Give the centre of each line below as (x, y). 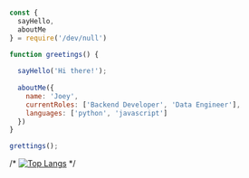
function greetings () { (54, 54)
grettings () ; (34, 146)
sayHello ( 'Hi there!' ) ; (62, 71)
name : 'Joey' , (52, 96)
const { (24, 13)
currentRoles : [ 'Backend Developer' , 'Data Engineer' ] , (134, 105)
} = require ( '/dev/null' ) (58, 38)
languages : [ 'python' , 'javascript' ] (97, 113)
